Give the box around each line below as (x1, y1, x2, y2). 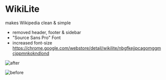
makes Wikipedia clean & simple (5, 20, 71, 26)
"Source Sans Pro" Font (12, 35, 61, 40)
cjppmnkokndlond (12, 50, 50, 56)
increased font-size (12, 40, 53, 45)
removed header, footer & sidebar (12, 29, 81, 35)
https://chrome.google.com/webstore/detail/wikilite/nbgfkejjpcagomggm (12, 45, 161, 51)
